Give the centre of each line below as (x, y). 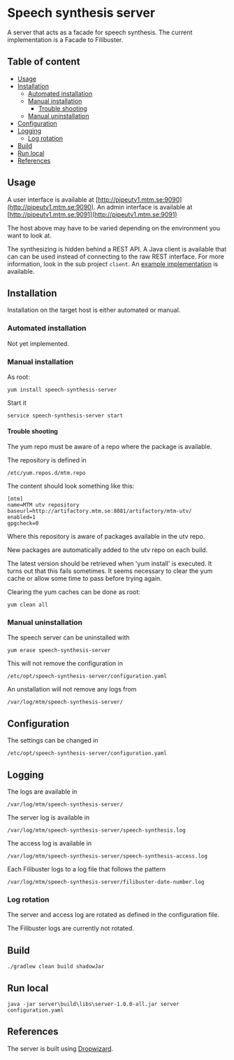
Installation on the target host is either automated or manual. (94, 310)
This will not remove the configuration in (65, 663)
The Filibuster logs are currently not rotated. (71, 928)
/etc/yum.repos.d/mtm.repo (46, 473)
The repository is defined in (47, 460)
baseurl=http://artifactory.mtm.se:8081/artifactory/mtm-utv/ (100, 511)
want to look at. (30, 235)
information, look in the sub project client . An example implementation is (113, 263)
